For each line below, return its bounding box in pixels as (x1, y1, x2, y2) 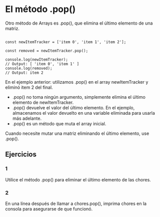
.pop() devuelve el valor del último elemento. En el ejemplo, (12, 104, 135, 111)
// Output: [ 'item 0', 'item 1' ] (5, 61, 79, 66)
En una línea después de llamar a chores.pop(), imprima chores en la (5, 200, 146, 206)
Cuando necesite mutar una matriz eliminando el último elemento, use (5, 130, 149, 136)
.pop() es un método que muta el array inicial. (12, 120, 106, 126)
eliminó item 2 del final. (5, 84, 53, 90)
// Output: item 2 (5, 70, 43, 75)
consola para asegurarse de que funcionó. (5, 205, 93, 211)
